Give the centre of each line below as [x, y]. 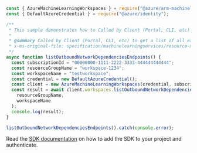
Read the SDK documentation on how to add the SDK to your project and [94, 139]
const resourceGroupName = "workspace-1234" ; [68, 68]
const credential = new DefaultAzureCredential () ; [74, 79]
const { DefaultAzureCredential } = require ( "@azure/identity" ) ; [87, 14]
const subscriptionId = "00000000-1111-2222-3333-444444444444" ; [93, 62]
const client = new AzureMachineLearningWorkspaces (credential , [91, 84]
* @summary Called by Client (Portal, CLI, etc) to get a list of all [96, 41]
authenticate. [22, 145]
